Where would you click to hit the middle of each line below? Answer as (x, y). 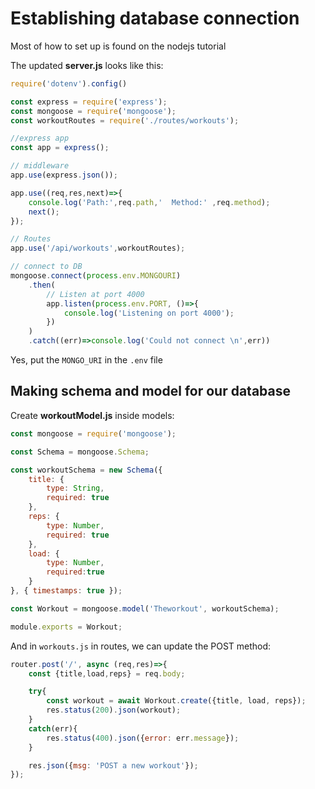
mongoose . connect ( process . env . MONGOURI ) (96, 276)
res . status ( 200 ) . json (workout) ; (114, 710)
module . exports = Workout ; (66, 627)
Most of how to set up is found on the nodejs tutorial (118, 46)
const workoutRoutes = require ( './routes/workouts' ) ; (125, 120)
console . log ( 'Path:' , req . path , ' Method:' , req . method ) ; (149, 202)
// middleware (40, 166)
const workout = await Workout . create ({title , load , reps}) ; (176, 701)
